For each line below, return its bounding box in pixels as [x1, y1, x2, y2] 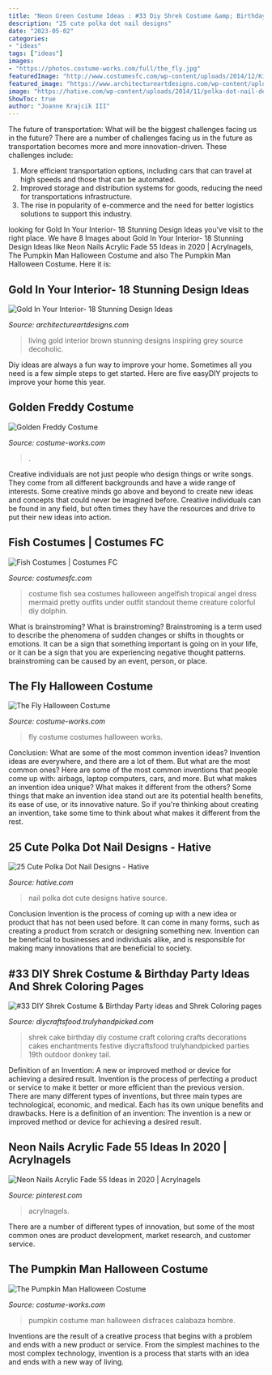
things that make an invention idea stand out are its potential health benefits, [8, 791, 263, 801]
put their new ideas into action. [8, 512, 112, 522]
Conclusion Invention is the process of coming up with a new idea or [8, 909, 237, 919]
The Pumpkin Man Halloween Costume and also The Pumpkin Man [8, 250, 231, 260]
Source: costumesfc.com [8, 573, 92, 583]
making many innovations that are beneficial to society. [8, 943, 193, 953]
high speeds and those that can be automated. [19, 175, 176, 185]
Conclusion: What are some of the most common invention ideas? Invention [8, 748, 261, 758]
